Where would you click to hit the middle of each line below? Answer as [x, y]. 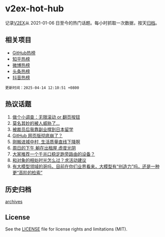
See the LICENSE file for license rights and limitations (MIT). [66, 229]
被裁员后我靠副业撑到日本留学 [43, 129]
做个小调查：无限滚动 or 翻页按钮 [46, 117]
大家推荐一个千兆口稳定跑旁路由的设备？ [54, 154]
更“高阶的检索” [27, 172]
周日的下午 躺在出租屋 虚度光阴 [44, 148]
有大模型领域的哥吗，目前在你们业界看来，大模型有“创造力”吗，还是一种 [86, 166]
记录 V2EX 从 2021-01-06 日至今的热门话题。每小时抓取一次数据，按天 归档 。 [82, 23]
